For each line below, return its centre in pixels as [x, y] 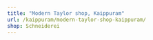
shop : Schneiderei [33, 26]
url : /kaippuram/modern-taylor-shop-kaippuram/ [77, 20]
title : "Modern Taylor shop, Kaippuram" [66, 13]
